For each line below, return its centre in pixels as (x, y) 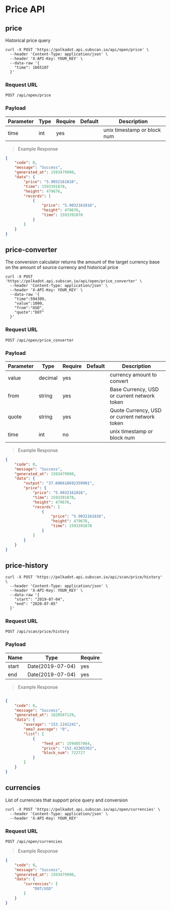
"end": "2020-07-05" (36, 604)
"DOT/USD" (43, 889)
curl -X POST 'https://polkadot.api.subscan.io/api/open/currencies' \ (83, 809)
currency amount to (133, 374)
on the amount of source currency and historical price (62, 267)
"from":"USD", (29, 308)
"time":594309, (31, 299)
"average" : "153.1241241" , (52, 725)
